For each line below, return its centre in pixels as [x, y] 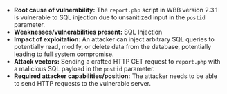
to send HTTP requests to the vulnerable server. [82, 83]
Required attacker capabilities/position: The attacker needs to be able [116, 76]
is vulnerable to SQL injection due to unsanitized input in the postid [109, 17]
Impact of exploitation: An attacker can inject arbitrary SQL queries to [114, 39]
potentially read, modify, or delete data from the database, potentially [112, 47]
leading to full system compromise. [64, 54]
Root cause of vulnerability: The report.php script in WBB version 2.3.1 [116, 10]
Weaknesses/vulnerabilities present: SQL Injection [88, 32]
